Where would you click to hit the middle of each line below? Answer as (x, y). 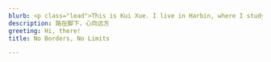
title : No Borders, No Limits (59, 38)
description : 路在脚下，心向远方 (59, 23)
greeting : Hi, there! (45, 31)
